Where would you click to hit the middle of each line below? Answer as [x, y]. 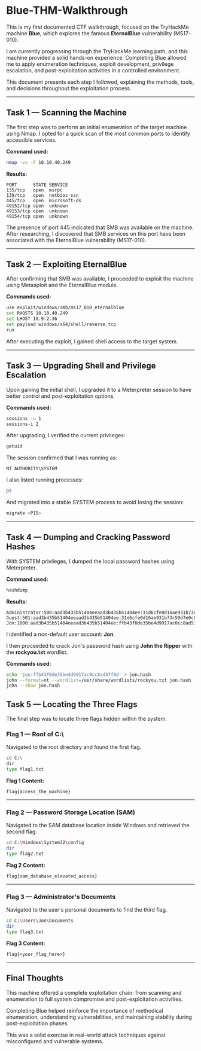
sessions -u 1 [24, 418]
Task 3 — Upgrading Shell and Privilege [81, 366]
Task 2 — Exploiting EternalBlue [67, 265]
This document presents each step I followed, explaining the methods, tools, [100, 82]
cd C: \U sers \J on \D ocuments [40, 921]
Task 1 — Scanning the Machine [67, 113]
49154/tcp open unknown [37, 216]
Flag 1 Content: [25, 781]
